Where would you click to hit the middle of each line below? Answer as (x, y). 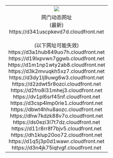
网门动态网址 (56, 17)
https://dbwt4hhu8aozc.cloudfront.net (57, 109)
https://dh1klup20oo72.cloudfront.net (57, 135)
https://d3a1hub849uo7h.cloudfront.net (57, 52)
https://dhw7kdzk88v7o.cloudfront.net (56, 116)
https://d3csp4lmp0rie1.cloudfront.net (56, 103)
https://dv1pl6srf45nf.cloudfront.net (56, 96)
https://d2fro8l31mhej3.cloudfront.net (56, 90)
